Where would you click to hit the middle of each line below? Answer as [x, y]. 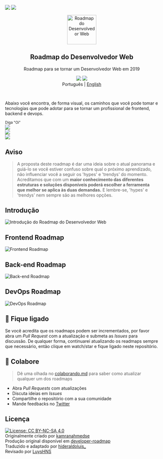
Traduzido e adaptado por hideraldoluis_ [45, 446]
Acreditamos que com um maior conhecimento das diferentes [80, 179]
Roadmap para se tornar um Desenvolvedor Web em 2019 [82, 69]
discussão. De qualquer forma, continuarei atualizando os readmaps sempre [81, 341]
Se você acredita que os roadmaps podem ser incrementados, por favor [77, 330]
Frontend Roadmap [35, 237]
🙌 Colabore [22, 362]
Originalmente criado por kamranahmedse [47, 436]
